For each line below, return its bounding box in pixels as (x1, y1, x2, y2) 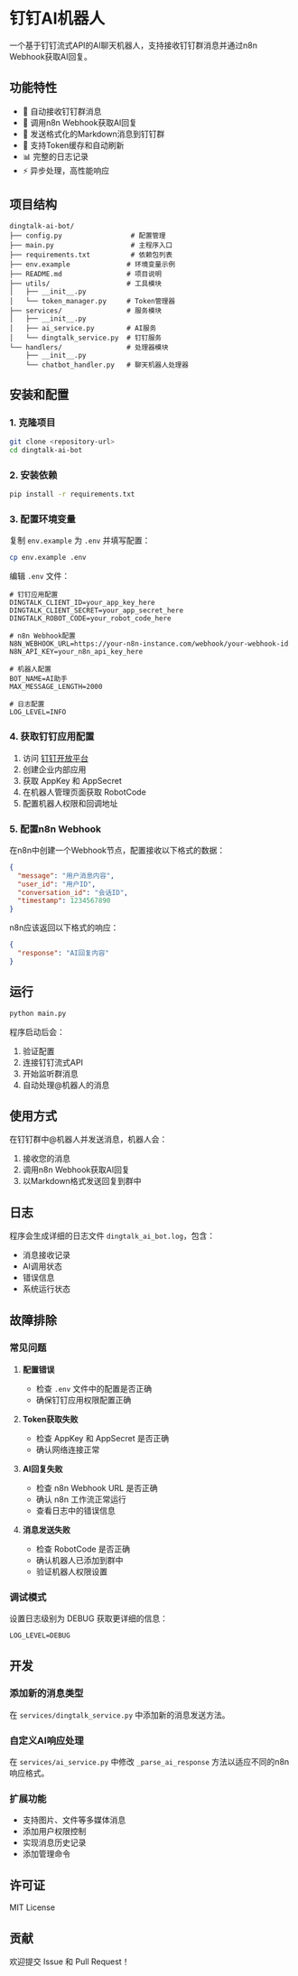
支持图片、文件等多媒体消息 (22, 1814, 126, 1825)
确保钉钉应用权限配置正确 (35, 1394, 132, 1405)
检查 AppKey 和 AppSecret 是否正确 (35, 1432, 170, 1443)
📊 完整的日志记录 (22, 151, 88, 162)
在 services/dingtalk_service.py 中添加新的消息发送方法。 (9, 1709, 230, 1720)
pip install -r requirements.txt (9, 489, 135, 499)
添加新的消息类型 (9, 1687, 84, 1700)
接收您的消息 (22, 1153, 70, 1164)
